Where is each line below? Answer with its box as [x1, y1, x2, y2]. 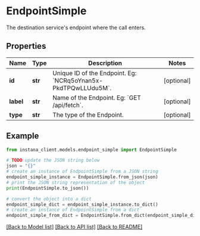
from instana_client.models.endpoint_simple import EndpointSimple [6, 147, 177, 153]
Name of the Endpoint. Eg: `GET [52, 94, 141, 102]
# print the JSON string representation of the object [6, 179, 145, 185]
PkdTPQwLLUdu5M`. [52, 83, 112, 92]
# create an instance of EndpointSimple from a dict [6, 207, 140, 213]
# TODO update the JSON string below [6, 157, 100, 163]
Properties [6, 41, 46, 51]
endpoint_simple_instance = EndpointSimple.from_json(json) [6, 174, 159, 180]
